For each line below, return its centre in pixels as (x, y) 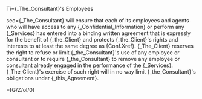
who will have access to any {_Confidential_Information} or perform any (95, 27)
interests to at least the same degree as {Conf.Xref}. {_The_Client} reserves (100, 46)
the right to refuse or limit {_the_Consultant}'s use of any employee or (93, 53)
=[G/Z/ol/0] (21, 90)
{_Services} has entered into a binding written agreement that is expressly (99, 33)
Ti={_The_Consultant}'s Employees (50, 9)
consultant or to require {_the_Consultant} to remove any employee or (93, 59)
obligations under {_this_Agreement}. (52, 78)
